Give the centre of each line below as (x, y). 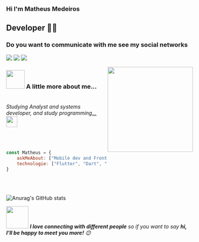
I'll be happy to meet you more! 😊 (49, 233)
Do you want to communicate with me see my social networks (97, 45)
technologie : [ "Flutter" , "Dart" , (59, 164)
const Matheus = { (29, 153)
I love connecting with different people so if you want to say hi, (108, 227)
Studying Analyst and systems (44, 107)
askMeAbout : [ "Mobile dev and (54, 158)
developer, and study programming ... (52, 113)
